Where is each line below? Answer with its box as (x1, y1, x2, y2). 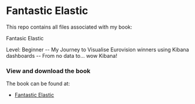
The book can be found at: (6, 80, 70, 87)
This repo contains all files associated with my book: (6, 23, 133, 30)
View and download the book (6, 67, 91, 75)
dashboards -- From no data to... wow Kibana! (6, 52, 118, 59)
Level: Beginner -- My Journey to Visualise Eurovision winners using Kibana (6, 46, 189, 53)
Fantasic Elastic (6, 34, 44, 41)
